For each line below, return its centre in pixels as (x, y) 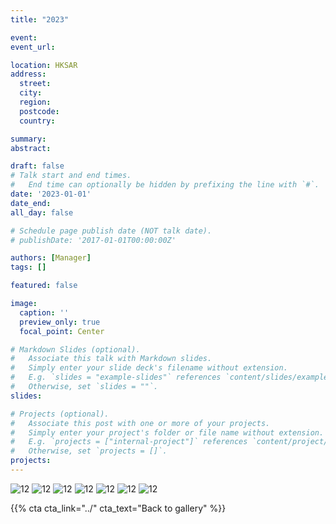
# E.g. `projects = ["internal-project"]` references (129, 442)
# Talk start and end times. (71, 176)
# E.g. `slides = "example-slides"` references (116, 377)
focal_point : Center (62, 331)
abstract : (31, 148)
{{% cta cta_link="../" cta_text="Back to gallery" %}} (118, 508)
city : (31, 93)
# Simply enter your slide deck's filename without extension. (149, 368)
